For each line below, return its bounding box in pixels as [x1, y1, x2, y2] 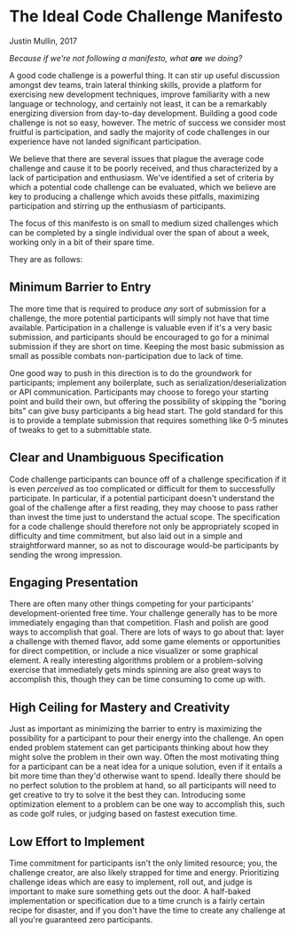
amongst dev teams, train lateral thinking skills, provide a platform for [9, 79, 262, 90]
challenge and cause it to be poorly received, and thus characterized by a [9, 163, 278, 173]
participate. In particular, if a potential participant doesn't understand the [9, 492, 275, 503]
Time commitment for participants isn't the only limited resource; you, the [9, 858, 277, 868]
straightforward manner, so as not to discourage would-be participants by [9, 539, 279, 550]
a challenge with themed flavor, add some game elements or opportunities [9, 636, 281, 647]
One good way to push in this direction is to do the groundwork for [9, 367, 253, 379]
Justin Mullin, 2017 [9, 36, 78, 46]
